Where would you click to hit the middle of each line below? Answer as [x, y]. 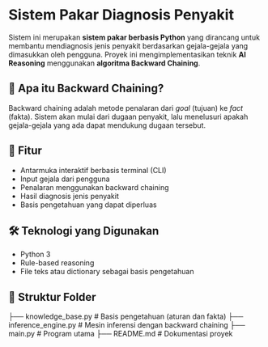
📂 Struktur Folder [52, 297]
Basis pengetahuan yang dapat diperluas [88, 205]
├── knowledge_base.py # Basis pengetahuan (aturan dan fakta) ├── [126, 316]
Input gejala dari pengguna [65, 179]
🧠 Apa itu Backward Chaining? [86, 89]
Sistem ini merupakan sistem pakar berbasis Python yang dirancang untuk [134, 37]
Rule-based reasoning [57, 263]
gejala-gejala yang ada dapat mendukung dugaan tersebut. [107, 125]
